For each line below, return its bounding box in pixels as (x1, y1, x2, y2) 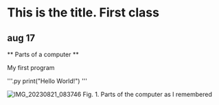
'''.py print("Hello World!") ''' (7, 77, 88, 85)
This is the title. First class (7, 5, 160, 21)
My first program (7, 64, 55, 71)
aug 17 (7, 32, 36, 44)
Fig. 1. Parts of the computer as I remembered (82, 91, 213, 98)
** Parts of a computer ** (7, 50, 79, 58)
